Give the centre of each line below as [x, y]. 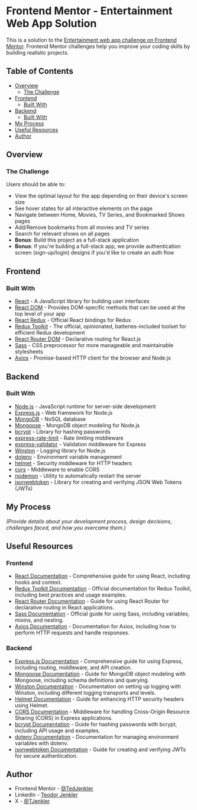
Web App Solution [51, 23]
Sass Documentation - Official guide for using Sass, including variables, [102, 614]
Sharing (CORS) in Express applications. [64, 718]
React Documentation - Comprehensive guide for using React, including [102, 576]
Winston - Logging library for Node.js [60, 450]
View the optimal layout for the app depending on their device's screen [101, 196]
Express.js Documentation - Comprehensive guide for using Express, [99, 661]
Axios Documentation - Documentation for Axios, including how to [95, 627]
